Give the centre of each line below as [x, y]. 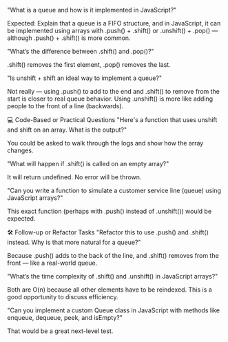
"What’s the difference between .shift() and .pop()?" [81, 51]
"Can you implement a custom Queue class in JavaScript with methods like [114, 310]
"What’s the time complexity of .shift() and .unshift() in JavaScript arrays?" [113, 276]
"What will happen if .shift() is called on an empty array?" [88, 164]
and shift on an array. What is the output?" [67, 130]
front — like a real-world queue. [52, 263]
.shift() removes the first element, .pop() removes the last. [89, 64]
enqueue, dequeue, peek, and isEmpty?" [65, 318]
